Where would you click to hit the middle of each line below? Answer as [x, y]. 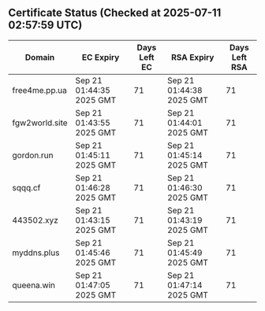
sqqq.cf [26, 187]
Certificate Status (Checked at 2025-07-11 [115, 13]
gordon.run [33, 155]
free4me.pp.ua [39, 90]
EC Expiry [101, 57]
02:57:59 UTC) [45, 26]
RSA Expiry [192, 57]
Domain [40, 57]
